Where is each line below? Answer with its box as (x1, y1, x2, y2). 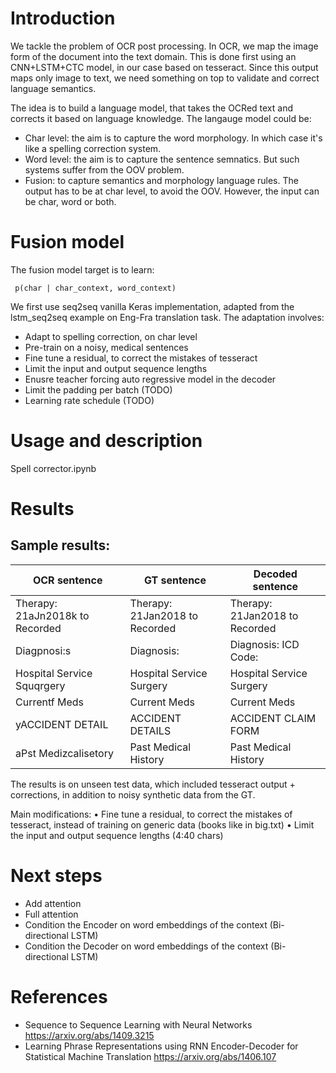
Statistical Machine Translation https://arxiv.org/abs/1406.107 (24, 1050, 277, 1062)
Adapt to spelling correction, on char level (24, 330, 198, 342)
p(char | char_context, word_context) (14, 283, 177, 293)
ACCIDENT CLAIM (229, 711, 317, 725)
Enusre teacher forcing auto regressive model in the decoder (24, 373, 277, 385)
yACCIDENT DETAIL (15, 717, 109, 731)
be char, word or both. (24, 195, 117, 207)
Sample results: (10, 537, 111, 554)
